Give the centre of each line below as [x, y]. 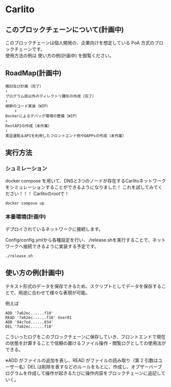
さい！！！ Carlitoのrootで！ [39, 193]
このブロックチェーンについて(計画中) [65, 29]
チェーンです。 [29, 49]
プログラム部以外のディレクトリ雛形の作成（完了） [51, 96]
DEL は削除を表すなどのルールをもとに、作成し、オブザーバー [92, 367]
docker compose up [25, 203]
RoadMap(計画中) [33, 73]
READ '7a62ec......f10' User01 [39, 317]
